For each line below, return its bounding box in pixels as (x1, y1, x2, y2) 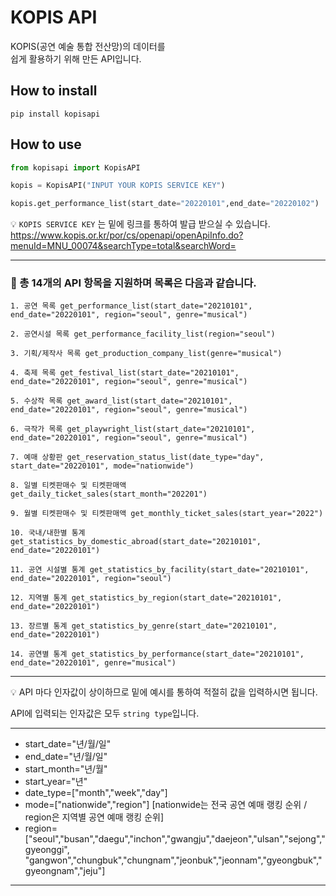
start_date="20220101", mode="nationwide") (10, 461, 195, 471)
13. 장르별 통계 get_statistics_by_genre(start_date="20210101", (10, 621, 278, 631)
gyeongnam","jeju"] (24, 865, 106, 877)
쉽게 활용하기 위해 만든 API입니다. (10, 52, 142, 65)
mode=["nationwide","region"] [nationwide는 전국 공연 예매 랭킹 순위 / (24, 799, 308, 811)
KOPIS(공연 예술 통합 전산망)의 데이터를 (10, 40, 166, 52)
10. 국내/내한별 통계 (10, 528, 86, 538)
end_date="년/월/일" (24, 751, 108, 763)
